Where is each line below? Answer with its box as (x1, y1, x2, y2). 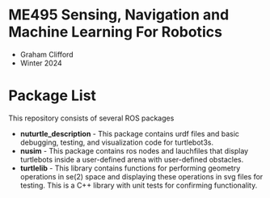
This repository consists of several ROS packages (8, 113, 175, 123)
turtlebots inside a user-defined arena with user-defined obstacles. (19, 154, 244, 164)
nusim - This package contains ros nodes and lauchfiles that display (19, 145, 249, 155)
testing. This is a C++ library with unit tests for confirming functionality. (19, 180, 258, 190)
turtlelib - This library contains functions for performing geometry (19, 163, 241, 173)
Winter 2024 (19, 58, 62, 68)
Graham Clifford (19, 49, 74, 59)
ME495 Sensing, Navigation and (8, 6, 230, 24)
